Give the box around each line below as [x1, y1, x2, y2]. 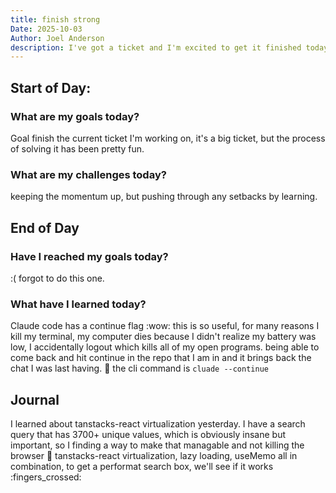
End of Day [10, 219, 80, 236]
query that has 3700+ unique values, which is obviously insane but [10, 429, 287, 441]
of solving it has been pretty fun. [10, 142, 145, 155]
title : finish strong [10, 14, 101, 25]
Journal [10, 391, 60, 408]
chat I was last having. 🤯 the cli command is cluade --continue [10, 362, 269, 375]
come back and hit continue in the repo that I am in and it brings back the [10, 352, 312, 364]
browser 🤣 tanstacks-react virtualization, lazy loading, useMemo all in [10, 450, 298, 462]
